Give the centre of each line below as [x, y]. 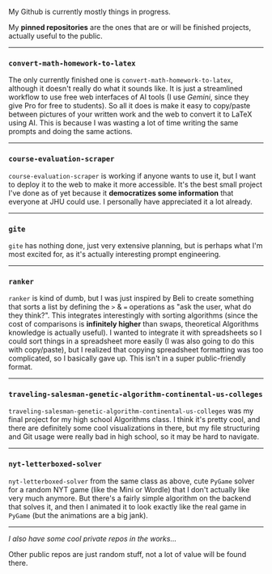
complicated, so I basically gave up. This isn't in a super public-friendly [127, 358]
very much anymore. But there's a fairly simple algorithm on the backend [130, 498]
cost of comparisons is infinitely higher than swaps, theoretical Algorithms [134, 324]
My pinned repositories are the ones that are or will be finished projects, [130, 27]
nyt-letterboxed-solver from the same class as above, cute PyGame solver [132, 481]
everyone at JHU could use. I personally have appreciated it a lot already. [130, 201]
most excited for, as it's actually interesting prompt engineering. [115, 254]
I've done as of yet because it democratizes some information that [121, 192]
